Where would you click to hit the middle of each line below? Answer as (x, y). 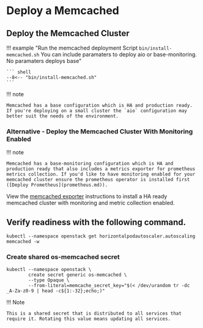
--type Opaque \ (49, 280)
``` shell (19, 72)
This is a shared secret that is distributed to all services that (94, 314)
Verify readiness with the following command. (96, 222)
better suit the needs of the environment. (63, 116)
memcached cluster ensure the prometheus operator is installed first (98, 180)
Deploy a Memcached (63, 11)
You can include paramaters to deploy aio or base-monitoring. (119, 54)
